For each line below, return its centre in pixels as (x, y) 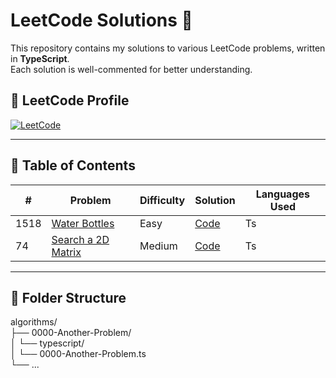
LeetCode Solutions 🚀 (101, 20)
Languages (282, 194)
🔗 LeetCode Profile (70, 100)
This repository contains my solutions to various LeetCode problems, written (168, 48)
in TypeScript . (40, 58)
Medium (158, 246)
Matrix (66, 252)
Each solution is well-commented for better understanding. (131, 69)
